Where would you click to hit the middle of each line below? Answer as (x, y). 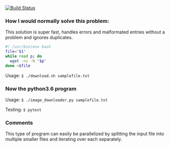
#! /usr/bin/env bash (28, 47)
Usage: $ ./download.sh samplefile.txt (47, 75)
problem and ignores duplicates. (39, 38)
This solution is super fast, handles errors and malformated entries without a (85, 32)
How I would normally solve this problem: (57, 21)
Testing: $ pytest (23, 109)
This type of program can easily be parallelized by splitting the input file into (85, 134)
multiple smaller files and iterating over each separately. (64, 139)
